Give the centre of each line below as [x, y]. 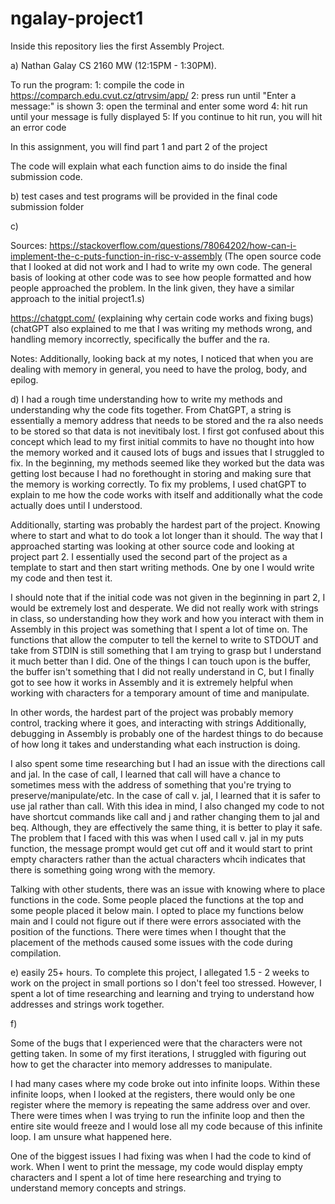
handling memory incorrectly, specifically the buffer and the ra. [140, 339]
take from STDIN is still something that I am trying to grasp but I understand [166, 650]
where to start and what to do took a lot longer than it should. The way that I [166, 535]
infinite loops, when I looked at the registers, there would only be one [153, 1094]
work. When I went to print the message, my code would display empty [156, 1166]
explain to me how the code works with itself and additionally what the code [166, 494]
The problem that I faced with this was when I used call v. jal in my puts [157, 838]
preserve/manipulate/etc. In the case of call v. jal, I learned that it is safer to [165, 795]
